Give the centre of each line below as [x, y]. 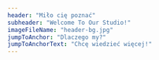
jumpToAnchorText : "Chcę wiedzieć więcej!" [80, 44]
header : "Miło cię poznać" [52, 15]
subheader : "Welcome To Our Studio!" [69, 23]
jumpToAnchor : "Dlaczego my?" [57, 37]
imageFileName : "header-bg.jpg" [60, 30]
